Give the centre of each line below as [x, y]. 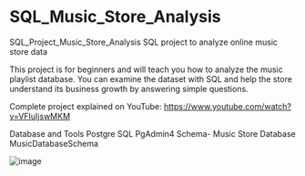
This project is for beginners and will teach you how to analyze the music [147, 69]
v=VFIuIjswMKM [40, 116]
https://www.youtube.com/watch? [227, 106]
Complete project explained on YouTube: [86, 106]
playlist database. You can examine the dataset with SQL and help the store [151, 78]
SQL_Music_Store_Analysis [115, 17]
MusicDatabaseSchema [54, 143]
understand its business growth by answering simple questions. [129, 88]
